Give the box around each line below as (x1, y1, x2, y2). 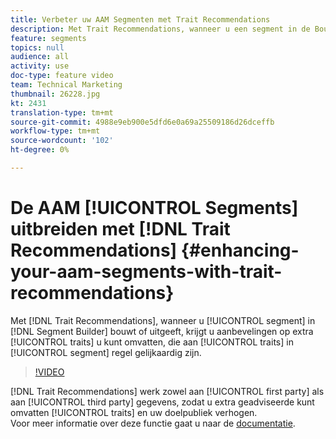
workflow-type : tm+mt (10, 126, 101, 136)
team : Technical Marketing (10, 80, 123, 90)
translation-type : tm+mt (10, 107, 114, 118)
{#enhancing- (180, 239, 300, 262)
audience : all (10, 52, 70, 62)
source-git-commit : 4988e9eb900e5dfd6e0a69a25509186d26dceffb (10, 117, 275, 127)
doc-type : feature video (10, 71, 114, 81)
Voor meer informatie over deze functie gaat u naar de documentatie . (10, 417, 296, 429)
